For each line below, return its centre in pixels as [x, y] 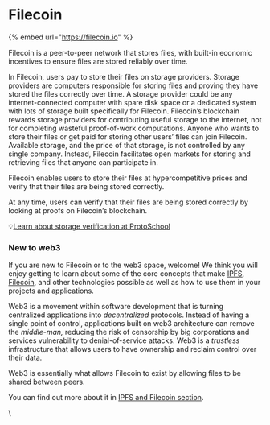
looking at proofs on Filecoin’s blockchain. [78, 210]
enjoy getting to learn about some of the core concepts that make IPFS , [127, 274]
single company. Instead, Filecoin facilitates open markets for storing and [130, 154]
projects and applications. [51, 291]
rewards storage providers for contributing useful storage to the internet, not [135, 119]
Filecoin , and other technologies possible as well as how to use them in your [135, 283]
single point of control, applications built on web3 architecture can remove [131, 324]
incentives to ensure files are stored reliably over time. [98, 61]
